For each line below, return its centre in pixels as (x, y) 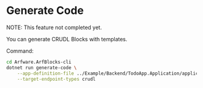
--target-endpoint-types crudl (56, 79)
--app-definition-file (46, 73)
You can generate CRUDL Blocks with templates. (67, 39)
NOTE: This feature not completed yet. (54, 27)
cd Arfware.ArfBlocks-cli (39, 62)
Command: (20, 51)
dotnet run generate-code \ (42, 67)
